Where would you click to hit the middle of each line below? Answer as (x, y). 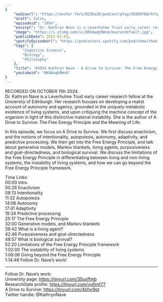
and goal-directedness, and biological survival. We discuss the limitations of (81, 152)
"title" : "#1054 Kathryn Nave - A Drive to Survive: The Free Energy (86, 69)
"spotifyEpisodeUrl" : (35, 41)
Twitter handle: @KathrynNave (36, 294)
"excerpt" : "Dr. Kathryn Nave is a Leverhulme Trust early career (82, 28)
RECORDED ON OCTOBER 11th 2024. (42, 91)
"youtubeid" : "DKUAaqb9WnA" (42, 73)
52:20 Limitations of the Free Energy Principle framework (62, 244)
